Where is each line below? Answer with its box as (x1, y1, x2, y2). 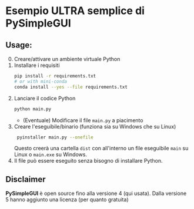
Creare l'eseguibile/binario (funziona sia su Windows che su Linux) (14, 123, 176, 130)
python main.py (14, 106, 52, 112)
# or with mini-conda (14, 78, 67, 85)
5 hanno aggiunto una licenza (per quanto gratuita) (5, 196, 129, 203)
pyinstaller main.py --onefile (16, 134, 93, 140)
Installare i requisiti (14, 62, 60, 69)
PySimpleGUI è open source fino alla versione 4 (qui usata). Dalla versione (5, 190, 187, 197)
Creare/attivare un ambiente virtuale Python (14, 56, 121, 62)
